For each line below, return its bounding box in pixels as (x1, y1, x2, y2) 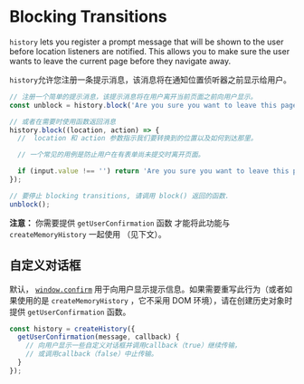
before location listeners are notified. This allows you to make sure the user (9, 45, 290, 56)
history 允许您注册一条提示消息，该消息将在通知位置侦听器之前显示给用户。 (9, 74, 292, 85)
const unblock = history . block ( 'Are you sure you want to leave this (9, 101, 278, 110)
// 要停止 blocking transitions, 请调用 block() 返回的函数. (9, 191, 230, 200)
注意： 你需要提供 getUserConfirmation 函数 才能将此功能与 (9, 217, 231, 228)
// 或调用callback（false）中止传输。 (25, 350, 158, 359)
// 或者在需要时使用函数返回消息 (9, 117, 116, 126)
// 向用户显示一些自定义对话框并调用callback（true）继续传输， (25, 341, 242, 350)
